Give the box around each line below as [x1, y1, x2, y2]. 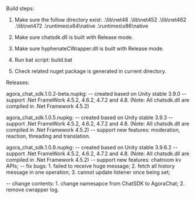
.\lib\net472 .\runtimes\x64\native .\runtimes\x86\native [14, 23, 149, 29]
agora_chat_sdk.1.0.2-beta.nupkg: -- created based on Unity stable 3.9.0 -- [6, 90, 187, 97]
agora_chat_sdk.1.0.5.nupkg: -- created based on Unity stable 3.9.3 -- [6, 114, 173, 121]
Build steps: [6, 5, 34, 12]
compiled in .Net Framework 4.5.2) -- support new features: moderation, [6, 127, 180, 133]
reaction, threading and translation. [6, 132, 90, 139]
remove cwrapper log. [6, 186, 60, 193]
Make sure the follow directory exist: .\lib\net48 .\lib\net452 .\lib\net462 [14, 16, 187, 23]
